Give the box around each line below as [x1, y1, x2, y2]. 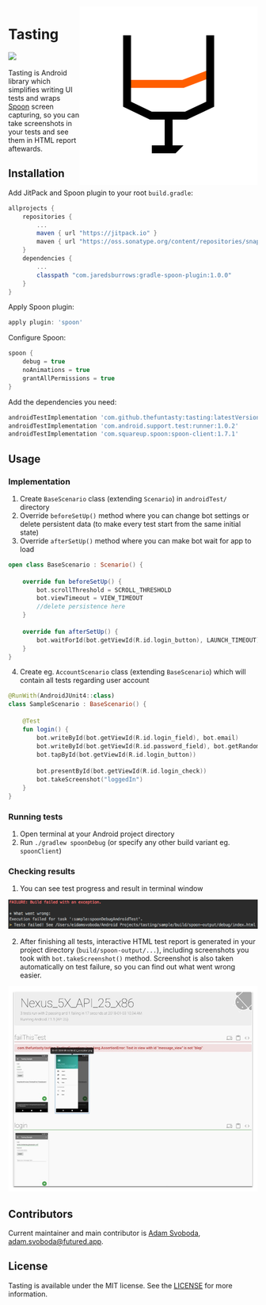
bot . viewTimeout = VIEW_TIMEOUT [36, 594, 144, 602]
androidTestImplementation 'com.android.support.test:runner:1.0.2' [8, 422, 239, 430]
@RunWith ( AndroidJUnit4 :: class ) [8, 692, 115, 700]
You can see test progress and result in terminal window [19, 884, 203, 893]
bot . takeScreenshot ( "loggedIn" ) [36, 776, 144, 784]
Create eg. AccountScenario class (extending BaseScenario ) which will [19, 667, 247, 677]
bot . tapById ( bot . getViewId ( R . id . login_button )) [36, 750, 196, 758]
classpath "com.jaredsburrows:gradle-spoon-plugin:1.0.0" [36, 271, 232, 279]
